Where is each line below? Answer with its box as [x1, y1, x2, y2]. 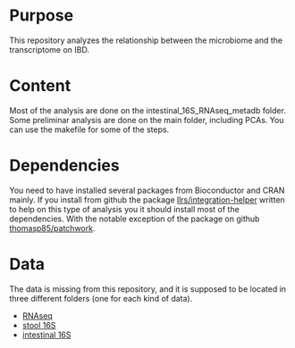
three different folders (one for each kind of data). [9, 293, 193, 303]
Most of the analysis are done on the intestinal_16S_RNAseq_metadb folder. [9, 104, 286, 116]
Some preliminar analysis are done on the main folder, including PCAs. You [9, 114, 284, 125]
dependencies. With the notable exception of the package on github [9, 213, 260, 224]
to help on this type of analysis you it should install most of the [9, 203, 240, 214]
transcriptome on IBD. [9, 44, 89, 54]
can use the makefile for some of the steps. [9, 124, 170, 135]
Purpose [9, 5, 74, 26]
